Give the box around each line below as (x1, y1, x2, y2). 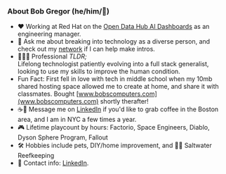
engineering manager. (17, 30, 81, 38)
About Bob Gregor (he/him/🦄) (7, 6, 110, 16)
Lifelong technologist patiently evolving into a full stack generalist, (17, 60, 209, 68)
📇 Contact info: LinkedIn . (17, 159, 89, 168)
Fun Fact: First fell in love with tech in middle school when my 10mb (17, 75, 213, 83)
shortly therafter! (100, 97, 149, 106)
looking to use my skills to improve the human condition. (17, 67, 180, 76)
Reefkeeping (17, 151, 55, 160)
